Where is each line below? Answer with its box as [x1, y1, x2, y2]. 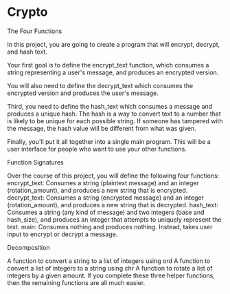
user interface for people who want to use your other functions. [7, 145, 187, 153]
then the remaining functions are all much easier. [7, 278, 146, 286]
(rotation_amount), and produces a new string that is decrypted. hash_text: [7, 200, 218, 209]
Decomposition [7, 243, 50, 251]
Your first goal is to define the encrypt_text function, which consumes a [7, 61, 209, 69]
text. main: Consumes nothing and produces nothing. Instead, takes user [7, 222, 213, 231]
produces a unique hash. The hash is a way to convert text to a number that [7, 109, 221, 118]
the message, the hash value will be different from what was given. [7, 124, 197, 132]
